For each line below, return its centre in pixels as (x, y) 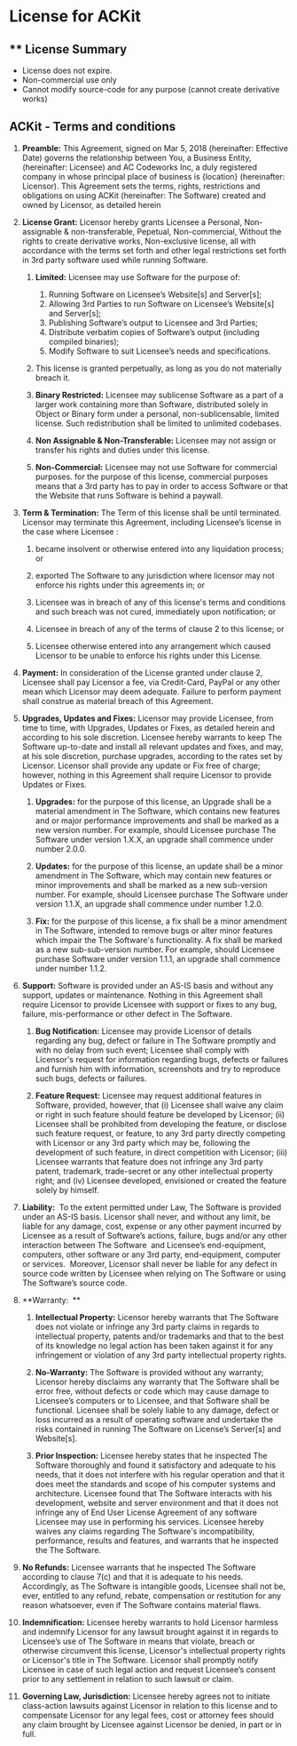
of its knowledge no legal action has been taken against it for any (154, 1345)
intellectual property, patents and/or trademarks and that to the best (160, 1336)
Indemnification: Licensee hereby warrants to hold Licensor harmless (150, 1622)
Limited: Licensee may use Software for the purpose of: (138, 276)
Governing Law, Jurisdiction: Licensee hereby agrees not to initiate (146, 1696)
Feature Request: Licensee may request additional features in (148, 1095)
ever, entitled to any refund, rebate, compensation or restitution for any (152, 1595)
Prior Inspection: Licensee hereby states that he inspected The (151, 1455)
